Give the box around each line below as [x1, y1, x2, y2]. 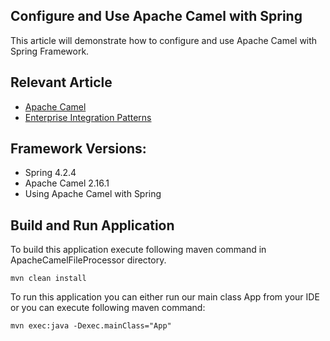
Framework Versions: [10, 140, 147, 158]
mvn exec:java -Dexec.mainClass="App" [10, 321, 172, 331]
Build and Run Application [10, 217, 175, 234]
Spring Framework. [10, 45, 90, 57]
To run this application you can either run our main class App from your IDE [10, 291, 320, 303]
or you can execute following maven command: [10, 302, 206, 314]
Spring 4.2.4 [24, 167, 77, 179]
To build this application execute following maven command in [10, 244, 267, 256]
